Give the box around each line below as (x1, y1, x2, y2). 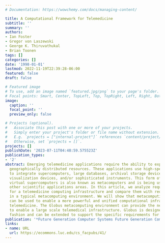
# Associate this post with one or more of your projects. (5, 125, 133, 130)
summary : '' (5, 25, 29, 30)
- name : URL (5, 226, 29, 231)
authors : (5, 30, 23, 35)
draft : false (5, 76, 32, 81)
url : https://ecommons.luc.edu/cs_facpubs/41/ (9, 231, 107, 236)
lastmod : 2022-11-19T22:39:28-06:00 (5, 66, 80, 71)
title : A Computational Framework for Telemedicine (5, 16, 113, 21)
